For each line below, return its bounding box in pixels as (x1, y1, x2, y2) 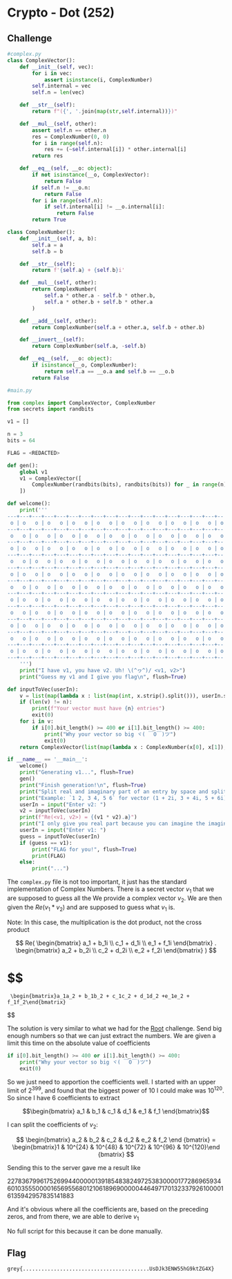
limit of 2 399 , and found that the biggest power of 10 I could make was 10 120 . (7, 1085, 224, 1095)
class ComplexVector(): (7, 57, 76, 64)
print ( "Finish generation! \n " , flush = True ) (19, 781, 147, 788)
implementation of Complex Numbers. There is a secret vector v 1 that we (7, 885, 215, 895)
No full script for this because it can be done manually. (7, 1227, 163, 1236)
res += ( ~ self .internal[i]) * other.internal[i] (43, 146, 187, 153)
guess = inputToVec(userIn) (19, 833, 100, 840)
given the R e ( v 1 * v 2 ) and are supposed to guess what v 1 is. (7, 903, 175, 912)
